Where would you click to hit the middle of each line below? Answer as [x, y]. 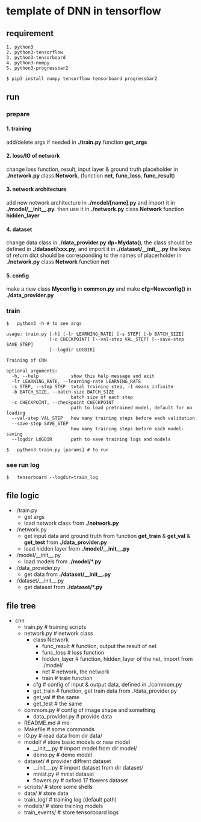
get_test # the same [57, 703]
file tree [21, 606]
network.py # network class [58, 633]
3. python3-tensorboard [36, 58]
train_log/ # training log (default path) [70, 799]
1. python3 [20, 47]
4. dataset [19, 229]
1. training [19, 128]
